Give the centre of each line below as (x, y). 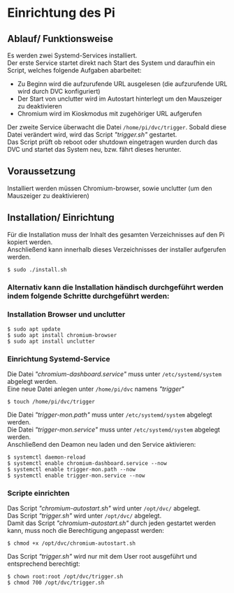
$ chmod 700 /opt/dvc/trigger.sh (56, 583)
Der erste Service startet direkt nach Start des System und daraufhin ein (111, 63)
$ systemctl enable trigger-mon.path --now (72, 470)
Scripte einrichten (38, 493)
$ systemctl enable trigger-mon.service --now (76, 476)
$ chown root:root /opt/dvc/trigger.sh (65, 577)
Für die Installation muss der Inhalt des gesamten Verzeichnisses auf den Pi (116, 234)
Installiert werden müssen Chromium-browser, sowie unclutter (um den (110, 188)
